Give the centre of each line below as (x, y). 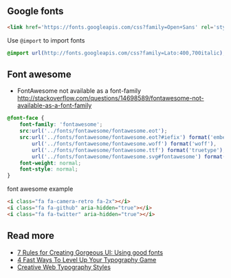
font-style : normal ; (49, 169)
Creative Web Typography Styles (64, 267)
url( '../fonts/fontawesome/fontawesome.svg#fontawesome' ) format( (129, 157)
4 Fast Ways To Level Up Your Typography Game (87, 259)
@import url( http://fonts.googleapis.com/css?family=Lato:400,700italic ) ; (117, 53)
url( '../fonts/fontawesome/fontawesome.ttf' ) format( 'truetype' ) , (129, 150)
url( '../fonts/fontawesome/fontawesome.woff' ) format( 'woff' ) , (124, 144)
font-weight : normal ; (50, 163)
